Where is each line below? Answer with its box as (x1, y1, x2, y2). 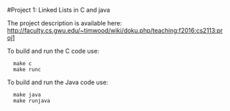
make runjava (13, 97, 51, 104)
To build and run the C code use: (7, 47, 99, 55)
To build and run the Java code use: (7, 78, 108, 86)
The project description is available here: (7, 19, 122, 27)
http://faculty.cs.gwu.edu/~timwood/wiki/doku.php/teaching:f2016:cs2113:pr (7, 27, 223, 34)
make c (13, 60, 32, 67)
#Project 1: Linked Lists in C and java (7, 6, 111, 14)
